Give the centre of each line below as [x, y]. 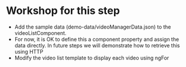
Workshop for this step [63, 11]
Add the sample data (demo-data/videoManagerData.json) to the [93, 27]
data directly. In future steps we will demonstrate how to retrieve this [97, 45]
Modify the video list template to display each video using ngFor [92, 58]
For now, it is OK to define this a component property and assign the [97, 39]
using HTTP [29, 51]
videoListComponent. [40, 33]
